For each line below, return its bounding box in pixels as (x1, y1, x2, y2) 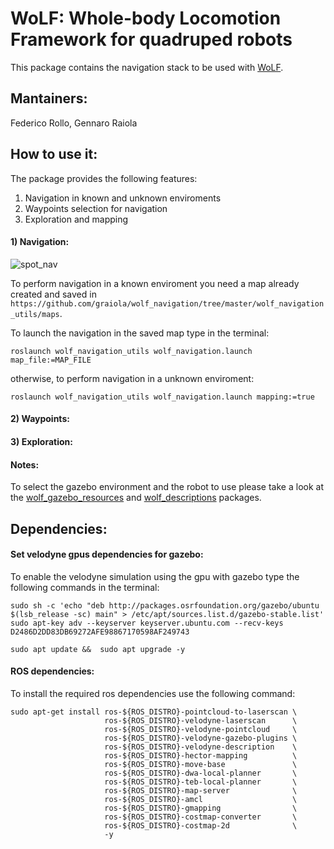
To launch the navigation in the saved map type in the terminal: (10, 327, 270, 339)
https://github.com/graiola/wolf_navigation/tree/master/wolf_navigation (10, 298, 325, 309)
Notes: (10, 458, 40, 471)
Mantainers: (10, 90, 88, 107)
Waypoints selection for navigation (24, 202, 168, 214)
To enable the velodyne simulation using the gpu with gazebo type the (10, 570, 300, 582)
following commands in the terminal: (10, 581, 160, 593)
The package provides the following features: (10, 172, 198, 184)
